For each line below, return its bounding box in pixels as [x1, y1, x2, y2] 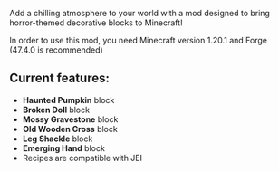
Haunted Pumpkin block [22, 94, 115, 105]
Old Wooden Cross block [22, 123, 118, 134]
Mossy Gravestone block [22, 113, 119, 125]
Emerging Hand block [22, 142, 106, 153]
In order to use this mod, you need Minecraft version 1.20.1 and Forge [9, 35, 267, 45]
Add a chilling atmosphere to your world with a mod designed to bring [9, 8, 270, 18]
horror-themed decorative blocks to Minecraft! [9, 17, 183, 28]
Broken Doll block [22, 104, 91, 115]
